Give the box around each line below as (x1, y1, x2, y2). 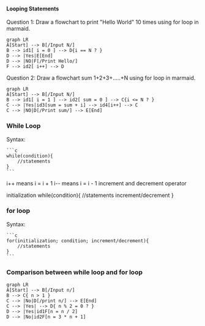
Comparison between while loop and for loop (6, 268, 143, 276)
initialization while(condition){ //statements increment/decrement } (6, 191, 174, 199)
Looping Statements (6, 5, 59, 12)
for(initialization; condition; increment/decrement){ (6, 237, 149, 244)
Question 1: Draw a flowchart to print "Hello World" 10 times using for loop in (6, 18, 199, 26)
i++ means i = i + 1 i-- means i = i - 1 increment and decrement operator (6, 179, 187, 187)
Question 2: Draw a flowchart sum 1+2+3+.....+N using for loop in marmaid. (6, 74, 196, 82)
